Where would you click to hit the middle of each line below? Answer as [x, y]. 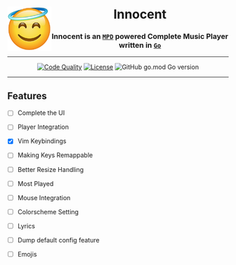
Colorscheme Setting [48, 211]
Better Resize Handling [51, 169]
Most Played [35, 183]
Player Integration [43, 127]
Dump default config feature [58, 240]
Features [27, 95]
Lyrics [26, 226]
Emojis [27, 254]
